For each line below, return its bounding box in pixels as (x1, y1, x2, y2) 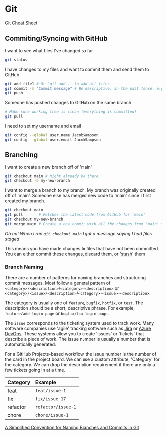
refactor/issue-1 (35, 404, 76, 410)
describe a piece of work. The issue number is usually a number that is (5, 336, 151, 342)
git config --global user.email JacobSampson (5, 137, 101, 142)
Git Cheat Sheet (5, 20, 38, 26)
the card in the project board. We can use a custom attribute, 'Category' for (5, 356, 160, 362)
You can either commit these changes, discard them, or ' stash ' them (5, 251, 145, 257)
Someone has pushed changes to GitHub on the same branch (5, 100, 132, 106)
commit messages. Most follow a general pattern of (5, 280, 111, 286)
